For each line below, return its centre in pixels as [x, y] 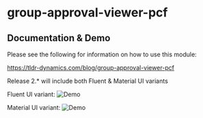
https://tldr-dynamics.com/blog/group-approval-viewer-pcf [91, 68]
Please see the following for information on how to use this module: [102, 54]
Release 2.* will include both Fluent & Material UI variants [88, 81]
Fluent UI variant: [31, 94]
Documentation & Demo [59, 38]
